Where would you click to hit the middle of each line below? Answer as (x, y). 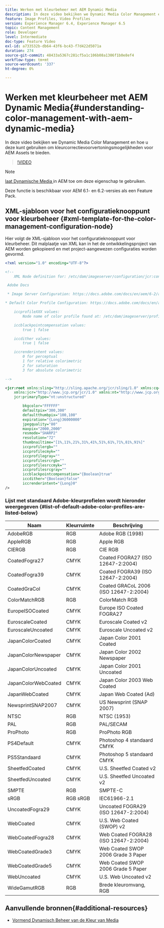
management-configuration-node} (59, 227)
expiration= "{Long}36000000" (52, 420)
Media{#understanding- (94, 108)
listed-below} (21, 513)
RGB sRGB (78, 799)
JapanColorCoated (29, 641)
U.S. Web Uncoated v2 (125, 877)
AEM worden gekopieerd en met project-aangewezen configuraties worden (81, 249)
